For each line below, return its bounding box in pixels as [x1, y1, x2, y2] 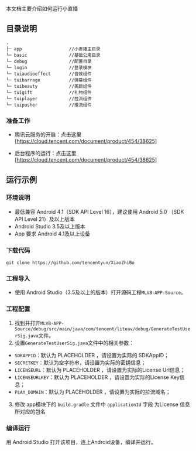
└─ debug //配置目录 [6, 58, 92, 64]
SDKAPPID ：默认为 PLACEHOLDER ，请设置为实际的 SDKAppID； [14, 351, 170, 358]
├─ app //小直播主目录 [6, 46, 101, 52]
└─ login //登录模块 [6, 64, 92, 70]
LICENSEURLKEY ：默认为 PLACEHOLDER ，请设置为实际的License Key [14, 374, 180, 381]
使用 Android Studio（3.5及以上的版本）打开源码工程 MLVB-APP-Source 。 [14, 289, 186, 296]
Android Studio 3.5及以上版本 [14, 223, 86, 230]
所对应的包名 [14, 408, 46, 415]
